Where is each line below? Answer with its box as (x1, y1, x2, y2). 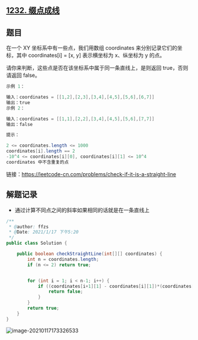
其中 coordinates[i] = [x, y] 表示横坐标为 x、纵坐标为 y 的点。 (16, 52, 165, 59)
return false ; (48, 289, 83, 294)
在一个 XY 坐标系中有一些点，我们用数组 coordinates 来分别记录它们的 (6, 44, 177, 51)
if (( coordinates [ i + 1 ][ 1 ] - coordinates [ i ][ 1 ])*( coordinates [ (37, 283, 194, 289)
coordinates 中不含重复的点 (6, 159, 69, 165)
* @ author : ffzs (8, 224, 49, 229)
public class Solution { (6, 240, 67, 247)
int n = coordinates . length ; (27, 256, 99, 262)
